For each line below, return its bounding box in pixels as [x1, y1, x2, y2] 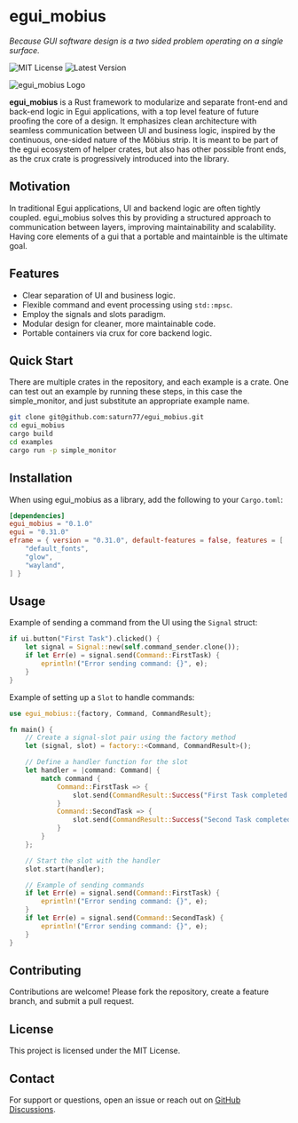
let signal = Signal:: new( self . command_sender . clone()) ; [25, 642, 240, 652]
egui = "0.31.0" [9, 528, 69, 537]
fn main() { [9, 725, 53, 734]
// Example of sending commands [25, 880, 145, 889]
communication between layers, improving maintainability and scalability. [9, 221, 277, 232]
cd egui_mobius [9, 421, 66, 430]
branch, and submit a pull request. [9, 996, 135, 1007]
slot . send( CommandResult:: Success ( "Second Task [72, 816, 252, 824]
